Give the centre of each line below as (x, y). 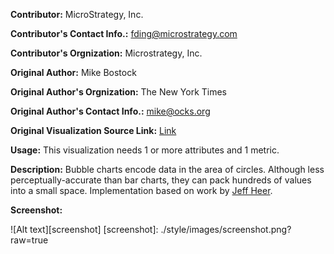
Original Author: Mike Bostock (73, 72)
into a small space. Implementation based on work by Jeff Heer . (141, 190)
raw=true (29, 240)
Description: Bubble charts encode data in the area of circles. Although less (167, 169)
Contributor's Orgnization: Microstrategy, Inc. (106, 53)
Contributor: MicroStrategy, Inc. (77, 14)
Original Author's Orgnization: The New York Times (118, 92)
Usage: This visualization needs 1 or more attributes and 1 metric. (145, 150)
